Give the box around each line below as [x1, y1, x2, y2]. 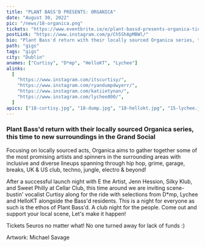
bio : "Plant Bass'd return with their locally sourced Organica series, [6, 37, 195, 43]
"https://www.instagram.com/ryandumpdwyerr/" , [17, 83, 138, 89]
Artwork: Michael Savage [6, 234, 70, 241]
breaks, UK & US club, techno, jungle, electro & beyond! [6, 165, 146, 173]
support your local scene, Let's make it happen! [6, 210, 126, 217]
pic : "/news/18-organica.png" [6, 20, 84, 26]
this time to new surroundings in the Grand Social [6, 133, 156, 141]
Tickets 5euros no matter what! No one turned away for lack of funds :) [6, 221, 185, 229]
